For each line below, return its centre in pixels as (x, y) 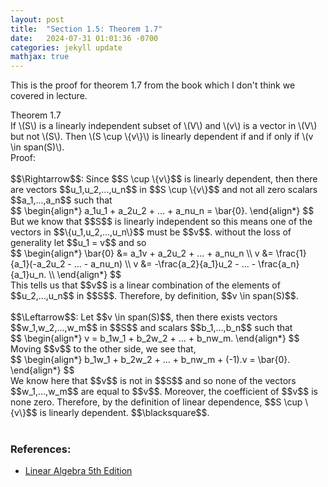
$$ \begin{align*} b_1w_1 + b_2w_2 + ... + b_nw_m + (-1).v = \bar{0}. (150, 360)
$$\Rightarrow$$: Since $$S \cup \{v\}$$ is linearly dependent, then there (164, 179)
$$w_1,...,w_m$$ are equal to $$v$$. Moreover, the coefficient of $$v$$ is (164, 392)
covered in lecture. (49, 96)
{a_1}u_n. (28, 275)
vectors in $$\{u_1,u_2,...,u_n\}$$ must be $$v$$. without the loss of (151, 232)
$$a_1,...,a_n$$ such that (61, 200)
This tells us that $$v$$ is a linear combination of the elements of (145, 285)
